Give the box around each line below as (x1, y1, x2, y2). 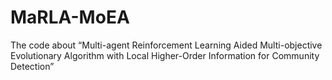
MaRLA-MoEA (10, 6, 130, 29)
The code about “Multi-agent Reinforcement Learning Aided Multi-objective (10, 39, 323, 51)
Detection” (10, 60, 55, 72)
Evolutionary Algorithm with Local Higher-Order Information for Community (10, 49, 320, 61)
